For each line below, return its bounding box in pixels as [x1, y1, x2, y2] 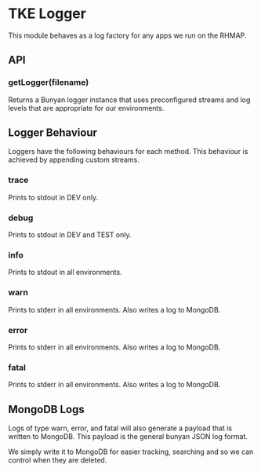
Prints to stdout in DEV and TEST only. [8, 230, 132, 240]
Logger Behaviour [8, 126, 98, 140]
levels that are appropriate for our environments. [8, 103, 165, 112]
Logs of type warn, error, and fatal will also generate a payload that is [8, 423, 233, 433]
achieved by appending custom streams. [8, 155, 140, 165]
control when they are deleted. [8, 456, 107, 465]
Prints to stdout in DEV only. [8, 192, 99, 202]
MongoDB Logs [8, 402, 85, 416]
